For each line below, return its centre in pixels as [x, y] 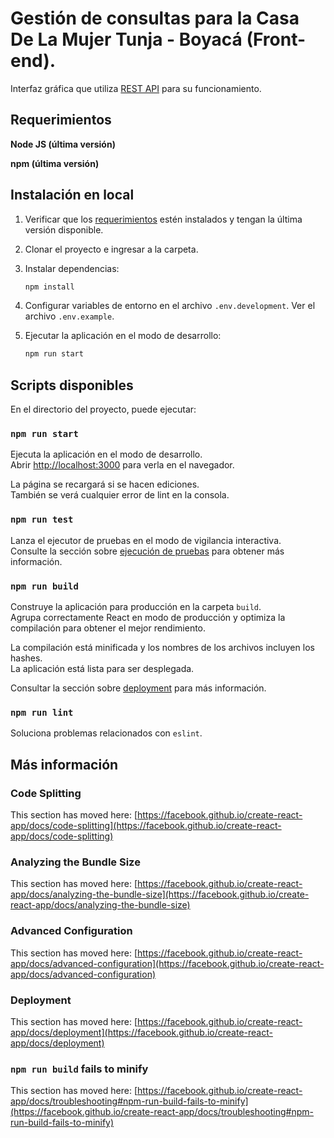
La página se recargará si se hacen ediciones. [105, 484]
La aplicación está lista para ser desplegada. [102, 669]
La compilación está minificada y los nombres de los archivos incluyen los [162, 648]
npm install [49, 287]
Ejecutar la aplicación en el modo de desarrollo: [123, 336]
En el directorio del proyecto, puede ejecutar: [103, 409]
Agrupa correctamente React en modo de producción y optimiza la [148, 618]
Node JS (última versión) [63, 144]
